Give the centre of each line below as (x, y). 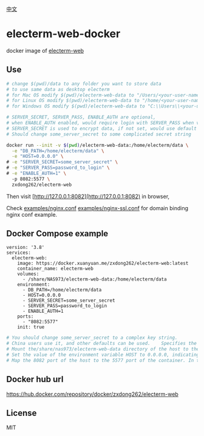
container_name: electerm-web (56, 269)
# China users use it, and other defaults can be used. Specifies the (102, 344)
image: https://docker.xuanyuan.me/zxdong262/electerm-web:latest (103, 264)
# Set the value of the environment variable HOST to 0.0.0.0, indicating (103, 355)
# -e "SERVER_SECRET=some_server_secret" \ (62, 162)
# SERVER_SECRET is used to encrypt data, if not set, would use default (102, 128)
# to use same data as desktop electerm (58, 89)
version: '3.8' (25, 248)
